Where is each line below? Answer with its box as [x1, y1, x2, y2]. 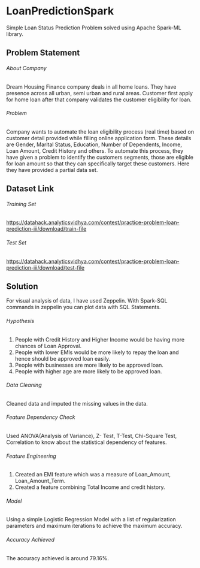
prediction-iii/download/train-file [6, 225, 87, 232]
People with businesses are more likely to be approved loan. [14, 361, 163, 368]
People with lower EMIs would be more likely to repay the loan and [14, 349, 179, 356]
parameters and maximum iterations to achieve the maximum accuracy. [6, 522, 183, 530]
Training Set [6, 200, 37, 207]
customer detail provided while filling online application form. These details [6, 134, 192, 141]
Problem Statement [6, 48, 80, 58]
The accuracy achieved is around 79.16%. [6, 554, 110, 561]
